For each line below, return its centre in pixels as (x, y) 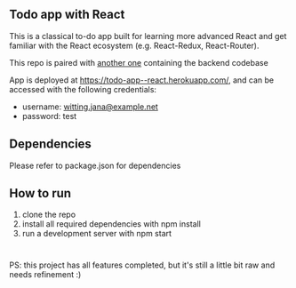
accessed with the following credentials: (83, 89)
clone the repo (49, 215)
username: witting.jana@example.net (90, 107)
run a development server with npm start (96, 234)
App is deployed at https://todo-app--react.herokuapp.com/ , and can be (141, 80)
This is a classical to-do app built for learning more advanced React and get (148, 36)
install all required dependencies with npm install (112, 224)
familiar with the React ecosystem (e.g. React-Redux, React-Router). (134, 45)
